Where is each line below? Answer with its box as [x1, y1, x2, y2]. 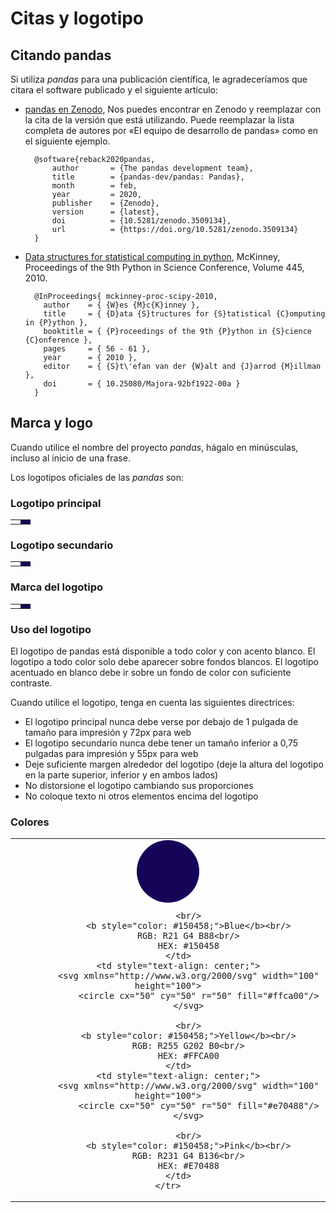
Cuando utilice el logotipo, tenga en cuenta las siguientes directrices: [10, 697, 295, 708]
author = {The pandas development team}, [51, 163, 254, 173]
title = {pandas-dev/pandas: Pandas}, [51, 172, 245, 182]
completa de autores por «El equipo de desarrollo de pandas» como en [24, 125, 319, 136]
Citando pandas [10, 47, 112, 64]
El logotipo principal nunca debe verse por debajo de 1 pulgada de [24, 716, 299, 727]
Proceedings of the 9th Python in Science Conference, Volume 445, [24, 262, 305, 273]
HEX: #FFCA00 [157, 1050, 220, 1062]
